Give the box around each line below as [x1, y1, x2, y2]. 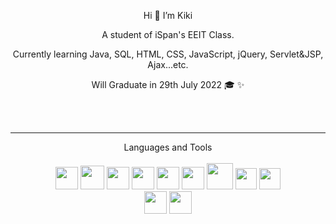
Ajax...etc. [147, 59, 189, 70]
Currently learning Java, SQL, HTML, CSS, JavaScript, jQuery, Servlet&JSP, [12, 48, 324, 60]
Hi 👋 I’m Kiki [143, 10, 193, 21]
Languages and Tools [123, 141, 213, 153]
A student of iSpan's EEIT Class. [101, 29, 235, 40]
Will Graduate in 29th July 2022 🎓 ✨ [91, 79, 245, 90]
